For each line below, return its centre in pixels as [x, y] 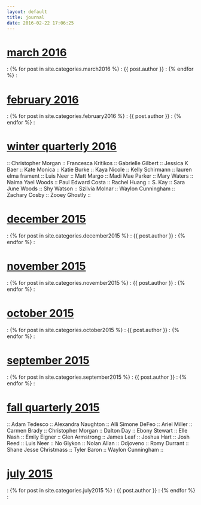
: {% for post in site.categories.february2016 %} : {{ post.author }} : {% [94, 116]
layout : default [27, 12]
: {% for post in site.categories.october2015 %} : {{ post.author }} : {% [93, 330]
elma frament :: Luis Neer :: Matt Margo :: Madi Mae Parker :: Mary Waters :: [100, 176]
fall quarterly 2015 [53, 408]
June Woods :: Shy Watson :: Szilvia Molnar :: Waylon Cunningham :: [91, 188]
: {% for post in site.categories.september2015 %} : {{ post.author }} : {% [97, 377]
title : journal [26, 17]
